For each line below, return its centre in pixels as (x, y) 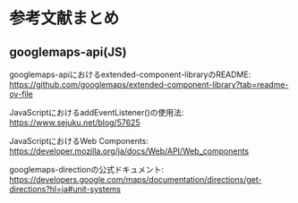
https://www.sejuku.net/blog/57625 (75, 123)
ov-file (21, 94)
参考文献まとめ (64, 18)
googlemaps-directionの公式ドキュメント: (86, 169)
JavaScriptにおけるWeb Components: (79, 141)
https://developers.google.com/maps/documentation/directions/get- (136, 179)
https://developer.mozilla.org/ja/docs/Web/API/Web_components (129, 151)
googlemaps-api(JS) (68, 51)
